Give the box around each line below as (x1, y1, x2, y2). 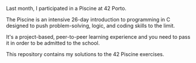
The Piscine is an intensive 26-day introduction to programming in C (6, 16, 171, 23)
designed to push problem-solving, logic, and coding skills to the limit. (6, 23, 176, 29)
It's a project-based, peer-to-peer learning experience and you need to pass (6, 34, 191, 40)
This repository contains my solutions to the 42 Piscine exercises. (6, 51, 165, 57)
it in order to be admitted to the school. (6, 40, 100, 46)
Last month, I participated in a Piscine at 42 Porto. (6, 5, 127, 12)
